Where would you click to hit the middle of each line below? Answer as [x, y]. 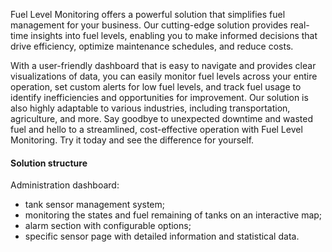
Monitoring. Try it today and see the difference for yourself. [132, 140]
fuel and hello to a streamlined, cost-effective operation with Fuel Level [156, 129]
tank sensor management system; [94, 205]
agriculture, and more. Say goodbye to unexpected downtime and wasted [161, 118]
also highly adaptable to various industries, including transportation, [150, 108]
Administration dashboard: [65, 185]
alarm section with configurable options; [108, 226]
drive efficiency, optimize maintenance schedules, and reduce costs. [152, 46]
